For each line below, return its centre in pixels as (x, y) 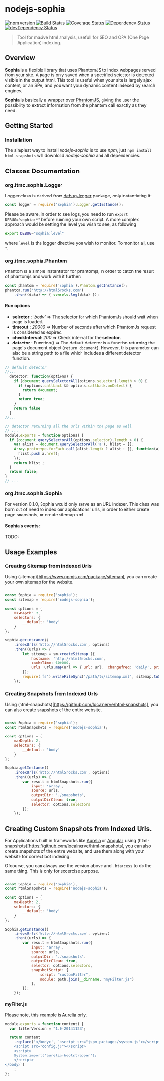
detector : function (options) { (41, 376)
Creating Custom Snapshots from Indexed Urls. (79, 829)
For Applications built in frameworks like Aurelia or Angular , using (71, 840)
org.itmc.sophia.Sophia (34, 493)
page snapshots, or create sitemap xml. (45, 515)
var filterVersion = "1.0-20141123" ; (48, 1028)
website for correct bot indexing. (38, 856)
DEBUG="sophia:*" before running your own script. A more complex (72, 219)
